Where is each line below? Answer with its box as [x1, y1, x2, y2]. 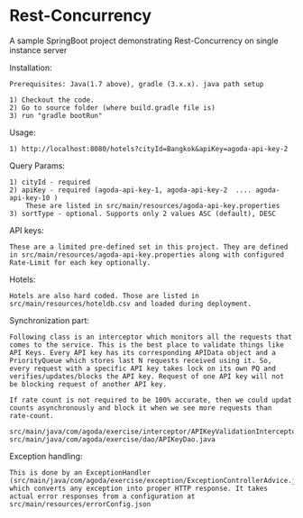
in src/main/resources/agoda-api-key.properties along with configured [9, 250, 284, 259]
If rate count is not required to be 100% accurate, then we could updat [9, 395, 293, 404]
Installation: [9, 62, 52, 73]
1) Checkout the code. [9, 95, 95, 105]
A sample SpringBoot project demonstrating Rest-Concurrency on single [9, 35, 280, 46]
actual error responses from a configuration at [9, 492, 196, 501]
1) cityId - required [9, 177, 91, 186]
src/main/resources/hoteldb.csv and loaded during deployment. [9, 299, 252, 308]
